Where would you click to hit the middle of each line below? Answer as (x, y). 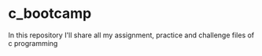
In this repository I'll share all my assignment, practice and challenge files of (131, 35)
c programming (33, 43)
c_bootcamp (50, 14)
